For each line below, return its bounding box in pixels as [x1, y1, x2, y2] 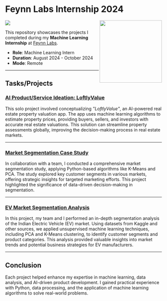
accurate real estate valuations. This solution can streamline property [5, 121, 147, 128]
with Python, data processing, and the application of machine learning [5, 285, 149, 291]
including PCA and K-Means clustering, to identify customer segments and [5, 231, 158, 237]
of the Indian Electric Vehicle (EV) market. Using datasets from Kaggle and [5, 221, 158, 227]
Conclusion [5, 261, 42, 270]
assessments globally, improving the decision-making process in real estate [5, 127, 161, 133]
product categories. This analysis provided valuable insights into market [5, 237, 153, 243]
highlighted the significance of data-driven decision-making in [5, 181, 133, 187]
